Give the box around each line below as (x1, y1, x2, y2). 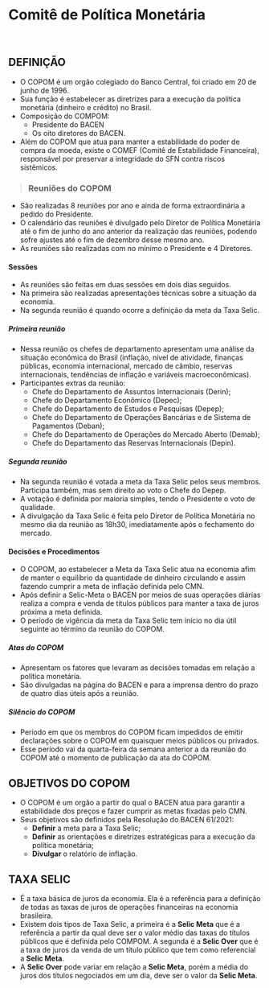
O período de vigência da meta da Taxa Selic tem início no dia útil (19, 615, 237, 625)
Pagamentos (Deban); (31, 421, 105, 431)
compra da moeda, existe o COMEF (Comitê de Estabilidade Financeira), (19, 145, 259, 154)
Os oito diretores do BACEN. (31, 128, 126, 138)
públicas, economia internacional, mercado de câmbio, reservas (19, 361, 233, 371)
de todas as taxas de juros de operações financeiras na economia (19, 902, 238, 912)
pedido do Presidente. (19, 209, 94, 219)
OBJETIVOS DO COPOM (8, 776, 131, 790)
